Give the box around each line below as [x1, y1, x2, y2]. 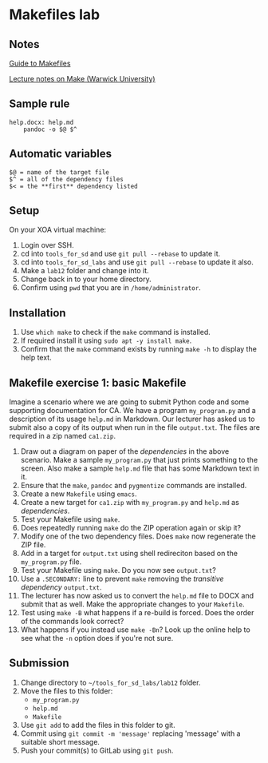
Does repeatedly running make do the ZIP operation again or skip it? [20, 523, 242, 533]
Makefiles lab [9, 6, 100, 24]
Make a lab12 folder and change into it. [20, 266, 149, 276]
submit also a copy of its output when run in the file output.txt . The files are [9, 423, 260, 432]
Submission [9, 657, 70, 670]
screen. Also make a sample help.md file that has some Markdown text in [20, 463, 260, 473]
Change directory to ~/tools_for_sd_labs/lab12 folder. [20, 678, 201, 687]
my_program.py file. [20, 557, 82, 566]
